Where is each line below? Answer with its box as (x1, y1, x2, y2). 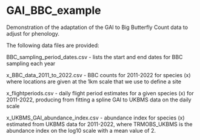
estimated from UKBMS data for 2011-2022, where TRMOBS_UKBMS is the (6, 120, 193, 127)
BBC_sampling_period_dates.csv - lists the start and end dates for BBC (6, 53, 183, 60)
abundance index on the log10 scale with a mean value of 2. (6, 127, 156, 134)
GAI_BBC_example (6, 4, 101, 17)
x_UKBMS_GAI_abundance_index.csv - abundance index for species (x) (6, 114, 185, 121)
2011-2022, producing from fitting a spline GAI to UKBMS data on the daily (6, 96, 192, 103)
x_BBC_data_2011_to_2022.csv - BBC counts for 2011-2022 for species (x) (6, 71, 191, 78)
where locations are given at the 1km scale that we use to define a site (6, 78, 182, 85)
